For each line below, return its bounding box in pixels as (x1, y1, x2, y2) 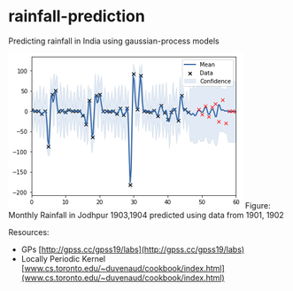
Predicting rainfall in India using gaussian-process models (8, 35, 220, 46)
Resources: (8, 226, 50, 237)
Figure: (244, 200, 271, 210)
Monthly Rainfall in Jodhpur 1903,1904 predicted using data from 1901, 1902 (8, 209, 284, 220)
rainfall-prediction (8, 6, 145, 27)
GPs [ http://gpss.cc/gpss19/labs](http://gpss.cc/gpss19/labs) (20, 244, 245, 255)
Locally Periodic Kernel (20, 253, 106, 263)
